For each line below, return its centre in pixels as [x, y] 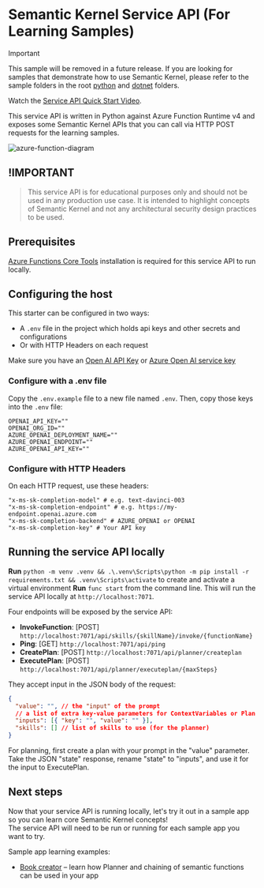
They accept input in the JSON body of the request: [92, 684]
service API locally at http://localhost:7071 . [81, 596]
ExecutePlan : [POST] [54, 660]
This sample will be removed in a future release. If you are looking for [121, 68]
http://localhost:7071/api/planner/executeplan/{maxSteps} [119, 669]
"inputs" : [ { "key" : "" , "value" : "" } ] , [84, 721]
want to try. [27, 836]
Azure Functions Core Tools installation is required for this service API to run [132, 261]
